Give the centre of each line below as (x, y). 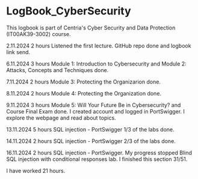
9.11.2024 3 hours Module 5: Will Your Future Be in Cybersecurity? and (94, 105)
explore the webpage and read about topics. (61, 118)
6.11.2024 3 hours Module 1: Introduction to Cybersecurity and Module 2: (96, 64)
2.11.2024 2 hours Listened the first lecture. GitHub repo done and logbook (99, 46)
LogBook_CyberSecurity (69, 11)
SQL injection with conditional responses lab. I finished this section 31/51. (97, 159)
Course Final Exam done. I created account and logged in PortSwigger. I (96, 111)
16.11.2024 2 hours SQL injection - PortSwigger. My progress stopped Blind (99, 153)
